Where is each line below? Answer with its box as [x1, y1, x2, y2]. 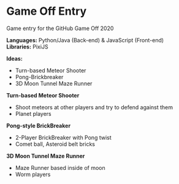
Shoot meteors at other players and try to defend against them [15, 103, 173, 111]
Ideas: [6, 55, 23, 62]
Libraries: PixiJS [6, 43, 48, 50]
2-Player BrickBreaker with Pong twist [15, 134, 112, 141]
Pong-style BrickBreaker [6, 121, 71, 129]
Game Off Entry [6, 4, 87, 18]
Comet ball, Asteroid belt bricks [15, 140, 95, 148]
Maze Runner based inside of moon [15, 164, 105, 171]
